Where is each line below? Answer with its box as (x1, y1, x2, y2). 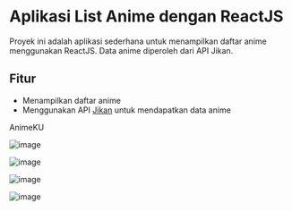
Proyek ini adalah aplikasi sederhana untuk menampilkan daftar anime (9, 36, 267, 46)
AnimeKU (9, 122, 45, 132)
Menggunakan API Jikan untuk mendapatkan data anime (21, 105, 231, 115)
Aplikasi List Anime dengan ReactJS (9, 6, 284, 27)
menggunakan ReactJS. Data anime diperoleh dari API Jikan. (9, 45, 234, 55)
